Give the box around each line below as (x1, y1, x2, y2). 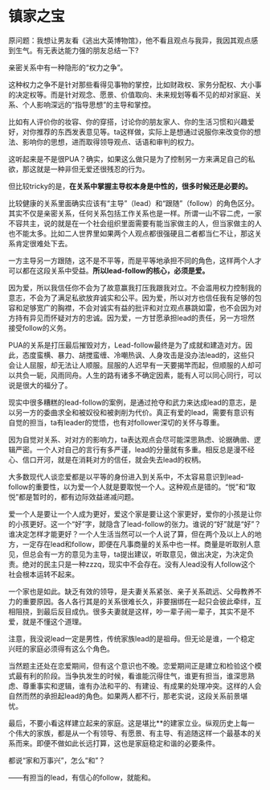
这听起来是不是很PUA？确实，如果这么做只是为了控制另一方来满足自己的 (8, 154, 248, 163)
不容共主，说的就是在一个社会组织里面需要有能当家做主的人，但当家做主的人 (8, 218, 262, 228)
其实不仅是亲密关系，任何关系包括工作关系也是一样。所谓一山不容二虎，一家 (8, 208, 262, 218)
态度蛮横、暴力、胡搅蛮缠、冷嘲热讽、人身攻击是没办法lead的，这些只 (22, 350, 256, 360)
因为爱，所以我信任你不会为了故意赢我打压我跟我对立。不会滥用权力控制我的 (8, 282, 262, 292)
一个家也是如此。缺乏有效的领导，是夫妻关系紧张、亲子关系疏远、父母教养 (8, 586, 255, 596)
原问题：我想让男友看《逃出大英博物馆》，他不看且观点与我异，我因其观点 (8, 35, 252, 45)
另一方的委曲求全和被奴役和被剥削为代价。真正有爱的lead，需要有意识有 (14, 407, 256, 417)
